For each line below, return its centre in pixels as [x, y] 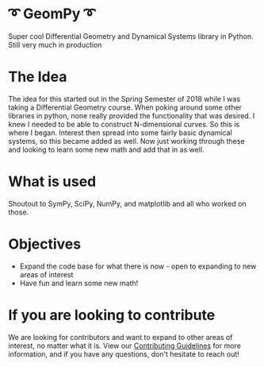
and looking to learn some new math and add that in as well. [106, 149]
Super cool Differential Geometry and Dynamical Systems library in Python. [131, 36]
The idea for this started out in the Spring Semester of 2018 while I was [124, 99]
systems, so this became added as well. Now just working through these [126, 141]
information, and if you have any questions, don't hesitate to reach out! [124, 353]
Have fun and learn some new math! [79, 283]
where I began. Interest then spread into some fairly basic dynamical [120, 133]
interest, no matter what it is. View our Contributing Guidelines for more [125, 346]
